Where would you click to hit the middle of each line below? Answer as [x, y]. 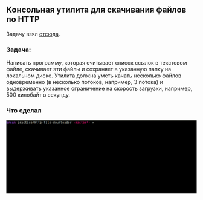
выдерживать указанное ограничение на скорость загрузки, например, [99, 89]
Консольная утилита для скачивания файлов [96, 10]
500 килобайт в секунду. [38, 95]
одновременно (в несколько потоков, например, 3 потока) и [85, 82]
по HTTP [23, 20]
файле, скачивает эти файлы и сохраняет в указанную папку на [89, 69]
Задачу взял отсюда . [33, 34]
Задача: [19, 50]
